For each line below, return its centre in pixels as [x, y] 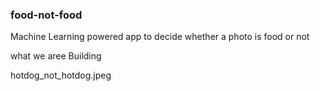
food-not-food [46, 15]
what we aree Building [56, 56]
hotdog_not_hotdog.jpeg [61, 75]
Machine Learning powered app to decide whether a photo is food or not [160, 37]
